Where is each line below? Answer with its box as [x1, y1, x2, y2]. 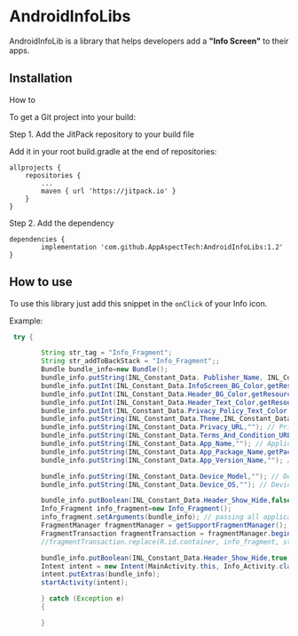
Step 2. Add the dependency [9, 218, 114, 228]
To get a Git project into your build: [9, 111, 136, 122]
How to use [9, 274, 73, 290]
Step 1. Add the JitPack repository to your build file [9, 129, 195, 139]
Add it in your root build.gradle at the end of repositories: [9, 146, 217, 156]
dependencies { [9, 235, 66, 243]
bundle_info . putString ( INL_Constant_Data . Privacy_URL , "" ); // [41, 423, 276, 432]
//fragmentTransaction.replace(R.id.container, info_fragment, [41, 537, 279, 546]
